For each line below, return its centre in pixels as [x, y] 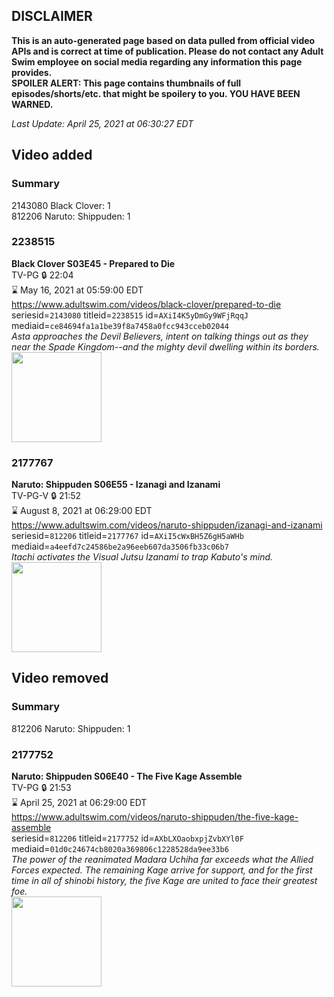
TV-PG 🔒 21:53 [41, 788]
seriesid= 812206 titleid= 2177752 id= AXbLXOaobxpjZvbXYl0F [127, 838]
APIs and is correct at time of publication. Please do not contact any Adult [167, 51]
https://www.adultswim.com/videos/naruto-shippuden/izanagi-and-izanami [167, 525]
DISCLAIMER [52, 16]
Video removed [60, 678]
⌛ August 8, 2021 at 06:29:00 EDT [82, 511]
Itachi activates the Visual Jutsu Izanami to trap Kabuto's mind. [142, 557]
